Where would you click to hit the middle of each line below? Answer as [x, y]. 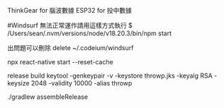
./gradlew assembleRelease [48, 97]
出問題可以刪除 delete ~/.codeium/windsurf [71, 48]
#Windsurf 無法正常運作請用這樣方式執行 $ [70, 25]
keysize [18, 83]
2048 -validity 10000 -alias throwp [82, 83]
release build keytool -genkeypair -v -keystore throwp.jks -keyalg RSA [110, 76]
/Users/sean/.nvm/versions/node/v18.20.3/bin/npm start [90, 33]
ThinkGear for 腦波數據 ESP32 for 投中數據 [70, 10]
